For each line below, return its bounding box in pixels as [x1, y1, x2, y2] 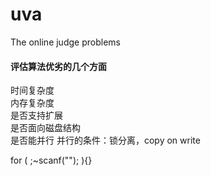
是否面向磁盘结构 [10, 122, 81, 134]
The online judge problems [10, 36, 121, 48]
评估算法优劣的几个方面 [10, 60, 107, 72]
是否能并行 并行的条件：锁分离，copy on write [10, 134, 201, 147]
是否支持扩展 [10, 109, 63, 122]
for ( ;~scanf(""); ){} [10, 154, 93, 167]
